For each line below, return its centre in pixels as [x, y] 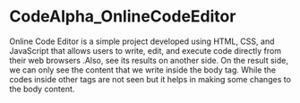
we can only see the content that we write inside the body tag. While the [142, 70]
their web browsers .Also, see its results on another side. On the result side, [149, 60]
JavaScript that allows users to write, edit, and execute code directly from [146, 50]
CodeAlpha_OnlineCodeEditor [123, 17]
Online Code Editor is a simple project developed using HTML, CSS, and [142, 41]
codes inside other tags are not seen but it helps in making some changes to [150, 79]
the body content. [42, 89]
